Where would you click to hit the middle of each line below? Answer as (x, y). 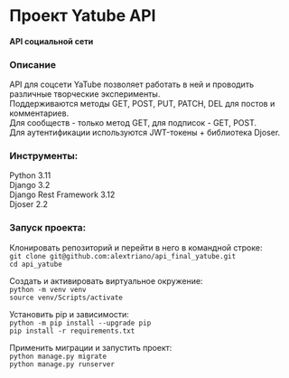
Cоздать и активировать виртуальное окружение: (106, 280)
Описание (33, 64)
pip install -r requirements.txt (72, 331)
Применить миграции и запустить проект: (91, 347)
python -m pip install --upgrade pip (80, 323)
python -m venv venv (48, 289)
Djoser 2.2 (28, 204)
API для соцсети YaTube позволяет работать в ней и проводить (132, 85)
